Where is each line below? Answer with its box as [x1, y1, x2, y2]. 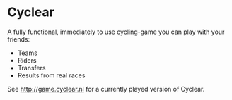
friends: [7, 35, 30, 43]
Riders [17, 56, 37, 64]
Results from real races [17, 71, 86, 80]
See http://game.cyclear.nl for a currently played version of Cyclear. [7, 85, 205, 93]
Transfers [17, 63, 46, 72]
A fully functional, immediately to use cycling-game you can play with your [7, 27, 225, 36]
